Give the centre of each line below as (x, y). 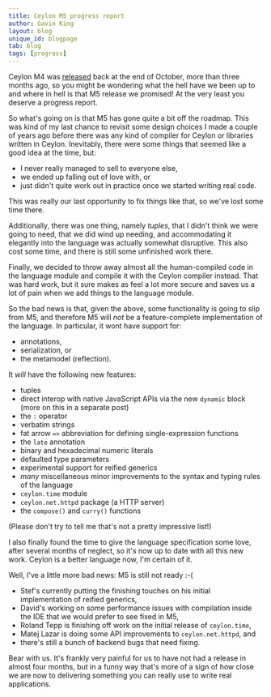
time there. (26, 210)
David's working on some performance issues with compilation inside (136, 608)
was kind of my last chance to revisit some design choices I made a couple (133, 127)
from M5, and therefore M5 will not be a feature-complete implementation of (135, 317)
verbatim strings (47, 425)
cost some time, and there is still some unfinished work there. (111, 251)
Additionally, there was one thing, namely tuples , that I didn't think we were (133, 225)
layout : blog (30, 31)
